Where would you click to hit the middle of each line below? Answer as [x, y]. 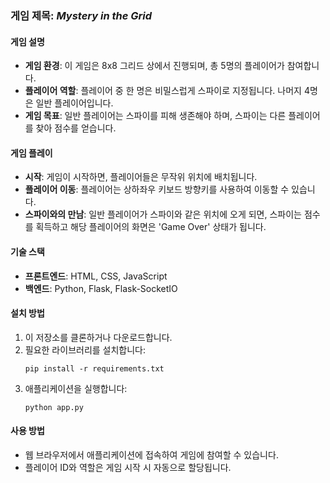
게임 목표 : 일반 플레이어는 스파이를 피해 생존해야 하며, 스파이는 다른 [155, 116]
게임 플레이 [31, 153]
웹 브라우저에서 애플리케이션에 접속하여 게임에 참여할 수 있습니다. [151, 454]
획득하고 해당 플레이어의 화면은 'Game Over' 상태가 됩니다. [151, 227]
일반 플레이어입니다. [74, 103]
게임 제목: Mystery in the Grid [81, 15]
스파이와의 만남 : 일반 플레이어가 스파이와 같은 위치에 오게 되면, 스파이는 [163, 214]
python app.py [54, 407]
